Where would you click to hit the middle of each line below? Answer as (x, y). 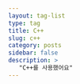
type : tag (25, 23)
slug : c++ (25, 38)
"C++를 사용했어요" (46, 68)
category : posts (35, 46)
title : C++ (26, 30)
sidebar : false (33, 53)
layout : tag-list (37, 16)
